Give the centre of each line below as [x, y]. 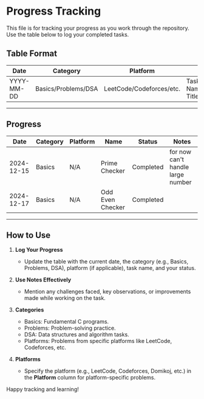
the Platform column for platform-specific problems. [90, 378]
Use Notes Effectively [43, 280]
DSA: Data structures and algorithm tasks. [76, 335]
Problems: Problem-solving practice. [70, 328]
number [181, 182]
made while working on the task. [65, 298]
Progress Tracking [54, 11]
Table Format [32, 54]
